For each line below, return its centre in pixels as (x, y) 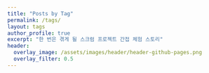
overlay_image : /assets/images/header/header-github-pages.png (108, 53)
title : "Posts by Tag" (40, 14)
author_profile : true (39, 33)
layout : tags (26, 26)
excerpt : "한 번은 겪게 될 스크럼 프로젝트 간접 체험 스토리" (85, 40)
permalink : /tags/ (34, 20)
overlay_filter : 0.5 (43, 59)
